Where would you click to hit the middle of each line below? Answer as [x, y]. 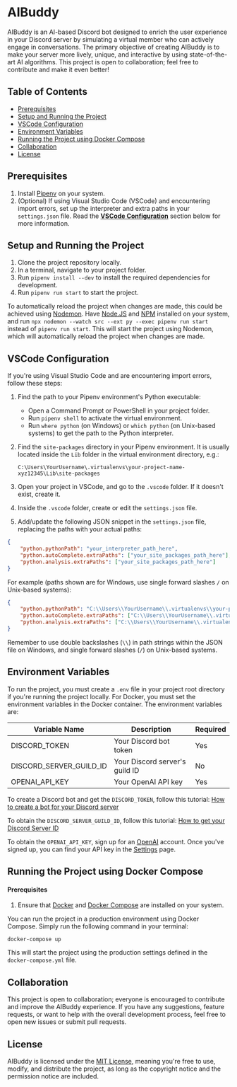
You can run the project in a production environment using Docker [103, 919]
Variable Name [59, 729]
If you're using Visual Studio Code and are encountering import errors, [110, 376]
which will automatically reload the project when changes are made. [106, 336]
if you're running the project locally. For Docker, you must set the [102, 696]
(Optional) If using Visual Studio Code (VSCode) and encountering [114, 201]
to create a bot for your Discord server [63, 807]
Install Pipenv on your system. [61, 193]
